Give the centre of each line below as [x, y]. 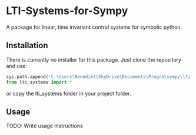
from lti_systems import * [39, 82]
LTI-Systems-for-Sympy [67, 11]
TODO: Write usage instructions [45, 126]
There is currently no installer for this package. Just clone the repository [94, 59]
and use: [17, 66]
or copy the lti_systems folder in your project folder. [69, 93]
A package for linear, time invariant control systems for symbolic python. [94, 27]
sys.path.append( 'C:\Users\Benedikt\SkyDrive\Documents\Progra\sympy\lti [99, 77]
